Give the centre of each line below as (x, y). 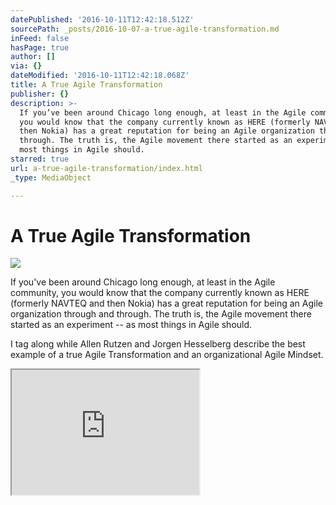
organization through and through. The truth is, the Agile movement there (161, 314)
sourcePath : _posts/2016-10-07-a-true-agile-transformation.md (145, 29)
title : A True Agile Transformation (86, 85)
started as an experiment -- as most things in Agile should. (131, 325)
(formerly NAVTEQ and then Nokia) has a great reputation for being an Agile (166, 303)
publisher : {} (40, 94)
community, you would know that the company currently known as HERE (160, 293)
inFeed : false (40, 38)
